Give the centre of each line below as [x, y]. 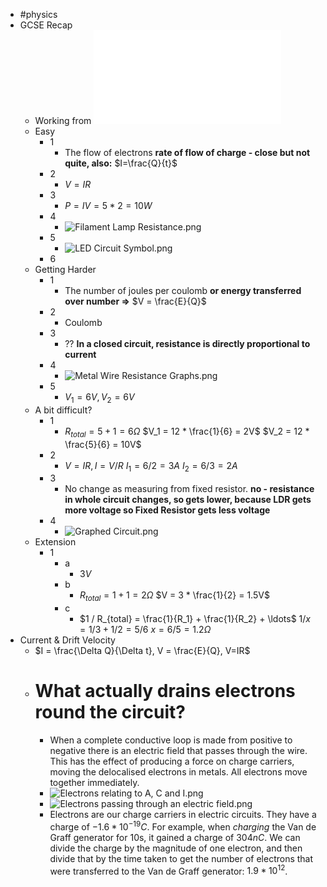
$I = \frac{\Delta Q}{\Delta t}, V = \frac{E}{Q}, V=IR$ [142, 651]
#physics [38, 14]
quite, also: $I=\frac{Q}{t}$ [121, 163]
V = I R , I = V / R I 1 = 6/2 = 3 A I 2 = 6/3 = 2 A [151, 466]
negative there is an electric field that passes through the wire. [178, 751]
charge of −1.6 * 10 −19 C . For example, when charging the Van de [183, 826]
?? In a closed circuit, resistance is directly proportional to [187, 343]
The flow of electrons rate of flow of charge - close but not [187, 152]
